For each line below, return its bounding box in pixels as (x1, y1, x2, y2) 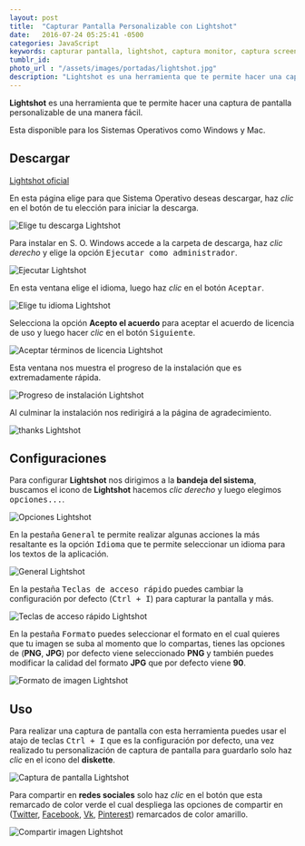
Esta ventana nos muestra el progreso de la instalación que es (9, 362, 242, 373)
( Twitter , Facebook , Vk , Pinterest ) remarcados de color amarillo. (9, 809, 249, 820)
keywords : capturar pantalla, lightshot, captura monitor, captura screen (9, 47, 299, 56)
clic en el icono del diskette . (9, 754, 116, 765)
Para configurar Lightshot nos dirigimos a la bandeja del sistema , (9, 475, 257, 486)
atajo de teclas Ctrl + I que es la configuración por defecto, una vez (9, 735, 275, 746)
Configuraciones (9, 450, 107, 466)
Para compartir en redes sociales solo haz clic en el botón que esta (9, 790, 263, 801)
